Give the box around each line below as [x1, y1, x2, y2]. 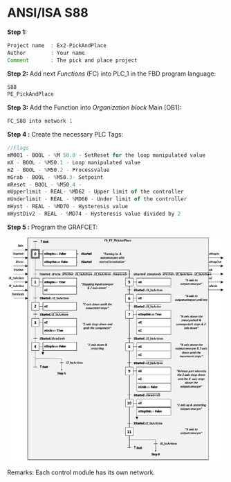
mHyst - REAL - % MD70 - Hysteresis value [7, 203, 129, 210]
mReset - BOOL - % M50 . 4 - [7, 181, 82, 188]
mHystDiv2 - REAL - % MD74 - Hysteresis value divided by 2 [7, 210, 181, 218]
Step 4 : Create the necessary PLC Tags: [7, 130, 124, 139]
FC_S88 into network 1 [7, 118, 73, 125]
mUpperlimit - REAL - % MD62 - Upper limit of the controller [7, 189, 185, 196]
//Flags [7, 144, 30, 152]
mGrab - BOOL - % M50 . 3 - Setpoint [7, 173, 104, 181]
